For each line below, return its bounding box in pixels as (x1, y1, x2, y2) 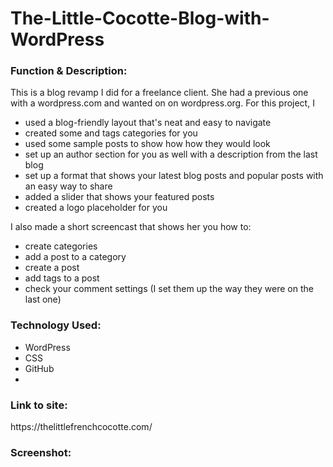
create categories (24, 240, 98, 252)
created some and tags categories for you (24, 127, 198, 139)
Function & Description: (10, 64, 128, 78)
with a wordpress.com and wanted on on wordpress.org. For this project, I (10, 97, 315, 109)
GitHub (24, 362, 55, 374)
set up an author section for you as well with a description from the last (24, 148, 318, 161)
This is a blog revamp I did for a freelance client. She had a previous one (10, 87, 309, 99)
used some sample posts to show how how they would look (24, 138, 271, 150)
